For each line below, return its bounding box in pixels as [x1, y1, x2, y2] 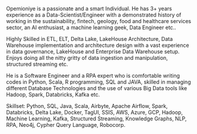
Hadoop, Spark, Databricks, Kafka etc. [6, 91, 100, 98]
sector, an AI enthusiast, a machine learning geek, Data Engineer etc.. [6, 24, 176, 31]
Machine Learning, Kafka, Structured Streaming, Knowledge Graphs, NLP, [6, 115, 187, 122]
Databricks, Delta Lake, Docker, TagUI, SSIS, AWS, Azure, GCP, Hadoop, [6, 109, 183, 116]
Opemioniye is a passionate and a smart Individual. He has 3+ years [6, 5, 172, 12]
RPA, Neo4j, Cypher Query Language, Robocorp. [6, 122, 126, 128]
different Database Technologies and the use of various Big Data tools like [6, 85, 188, 91]
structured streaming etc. [6, 60, 68, 68]
